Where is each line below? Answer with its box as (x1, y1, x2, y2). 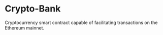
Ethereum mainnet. (5, 24, 44, 30)
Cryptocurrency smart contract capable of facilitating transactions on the (5, 19, 158, 25)
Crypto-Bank (5, 3, 61, 14)
